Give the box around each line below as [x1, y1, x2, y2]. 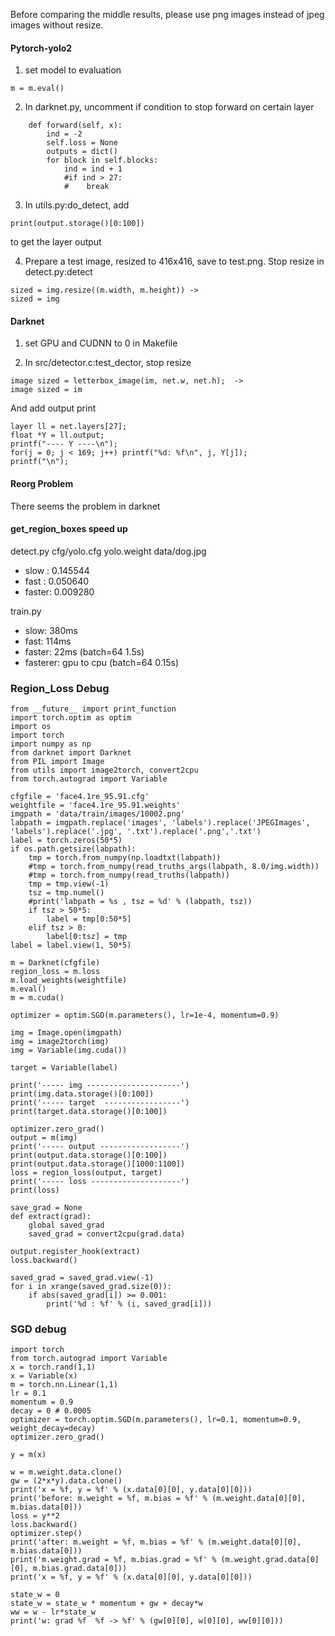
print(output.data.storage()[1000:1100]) [10, 1159, 186, 1169]
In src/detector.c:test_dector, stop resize [24, 357, 192, 369]
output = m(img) [10, 1133, 78, 1143]
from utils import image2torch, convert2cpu [10, 765, 199, 776]
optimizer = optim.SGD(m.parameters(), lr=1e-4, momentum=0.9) [10, 1010, 280, 1021]
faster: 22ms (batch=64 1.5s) [24, 645, 145, 658]
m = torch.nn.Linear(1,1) [10, 1380, 118, 1390]
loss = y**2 [10, 1511, 60, 1521]
